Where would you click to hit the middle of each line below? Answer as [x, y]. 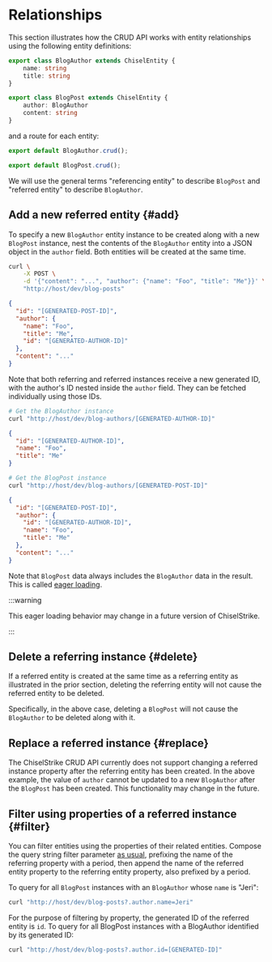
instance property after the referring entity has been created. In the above [132, 771]
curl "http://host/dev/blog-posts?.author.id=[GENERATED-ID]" [115, 949]
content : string [51, 113]
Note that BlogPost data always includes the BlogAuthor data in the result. [131, 575]
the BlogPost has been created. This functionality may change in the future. [134, 788]
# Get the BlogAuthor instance [61, 411]
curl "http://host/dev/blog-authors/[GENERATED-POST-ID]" [108, 485]
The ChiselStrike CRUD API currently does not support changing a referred [133, 763]
